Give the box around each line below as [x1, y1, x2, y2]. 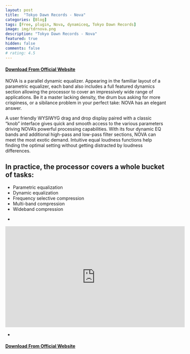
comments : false [5, 46, 40, 51]
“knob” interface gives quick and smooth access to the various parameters [5, 120, 163, 126]
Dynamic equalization [12, 189, 59, 195]
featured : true [5, 36, 38, 42]
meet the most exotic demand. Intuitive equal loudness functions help [5, 136, 152, 143]
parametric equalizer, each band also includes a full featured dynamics [5, 83, 155, 89]
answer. [5, 105, 22, 111]
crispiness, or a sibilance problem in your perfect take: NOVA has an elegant [5, 100, 166, 106]
